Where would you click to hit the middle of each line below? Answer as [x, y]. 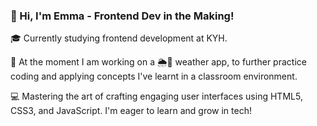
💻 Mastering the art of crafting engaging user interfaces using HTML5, [156, 96]
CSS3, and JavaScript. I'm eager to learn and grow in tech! [131, 111]
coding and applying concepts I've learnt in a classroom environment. [154, 76]
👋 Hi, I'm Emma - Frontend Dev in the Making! [122, 16]
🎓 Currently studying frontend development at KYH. [119, 38]
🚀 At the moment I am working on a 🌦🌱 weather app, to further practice [158, 62]
